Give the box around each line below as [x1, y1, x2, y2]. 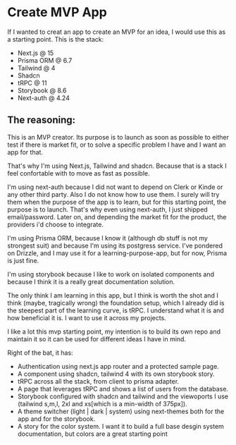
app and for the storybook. [17, 414, 96, 423]
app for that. [7, 147, 44, 156]
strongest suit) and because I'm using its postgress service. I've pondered [7, 241, 223, 250]
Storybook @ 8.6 [17, 86, 67, 95]
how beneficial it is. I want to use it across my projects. [7, 313, 167, 322]
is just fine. [7, 256, 39, 264]
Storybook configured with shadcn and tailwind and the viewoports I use [17, 392, 229, 401]
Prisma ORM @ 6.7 [17, 56, 73, 64]
